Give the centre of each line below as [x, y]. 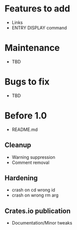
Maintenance [32, 48]
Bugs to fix [27, 82]
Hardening [21, 178]
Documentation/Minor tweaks [42, 223]
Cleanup [18, 145]
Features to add [37, 9]
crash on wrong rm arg [35, 195]
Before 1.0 [26, 115]
